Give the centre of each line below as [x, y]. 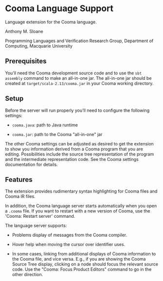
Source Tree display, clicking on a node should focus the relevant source [85, 264]
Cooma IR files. [20, 196]
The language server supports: [36, 226]
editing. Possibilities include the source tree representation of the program [80, 154]
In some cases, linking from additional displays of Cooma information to [84, 254]
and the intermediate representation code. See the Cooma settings [72, 159]
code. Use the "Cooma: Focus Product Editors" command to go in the [82, 269]
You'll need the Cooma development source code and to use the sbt [73, 73]
